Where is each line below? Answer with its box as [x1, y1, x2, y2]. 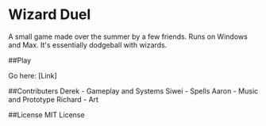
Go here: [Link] [8, 71, 57, 80]
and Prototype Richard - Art [8, 94, 99, 104]
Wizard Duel [8, 6, 91, 24]
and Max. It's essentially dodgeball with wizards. [8, 40, 168, 49]
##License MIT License [8, 109, 85, 120]
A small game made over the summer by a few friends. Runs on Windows [8, 32, 248, 41]
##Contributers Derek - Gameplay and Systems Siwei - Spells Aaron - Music [8, 86, 259, 96]
